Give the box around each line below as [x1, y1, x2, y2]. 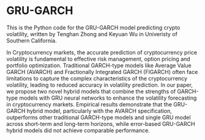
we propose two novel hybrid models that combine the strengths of [6, 87, 176, 95]
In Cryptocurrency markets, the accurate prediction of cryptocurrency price [6, 48, 198, 56]
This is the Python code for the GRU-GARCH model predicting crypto [6, 24, 181, 31]
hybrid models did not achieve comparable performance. [6, 127, 150, 134]
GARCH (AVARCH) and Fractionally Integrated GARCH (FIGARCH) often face [6, 68, 198, 75]
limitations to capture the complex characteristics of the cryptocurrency [6, 75, 188, 82]
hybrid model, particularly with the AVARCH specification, [26, 107, 173, 114]
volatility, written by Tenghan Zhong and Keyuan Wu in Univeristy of [6, 30, 177, 37]
